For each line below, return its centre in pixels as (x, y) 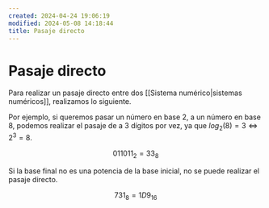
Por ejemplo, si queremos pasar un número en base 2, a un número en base (134, 117)
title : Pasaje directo (46, 31)
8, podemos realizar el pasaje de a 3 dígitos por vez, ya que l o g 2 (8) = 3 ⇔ (133, 127)
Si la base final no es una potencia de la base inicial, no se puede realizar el (134, 171)
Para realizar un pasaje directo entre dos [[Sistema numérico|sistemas (125, 93)
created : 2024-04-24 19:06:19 (59, 16)
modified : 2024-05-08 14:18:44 (61, 23)
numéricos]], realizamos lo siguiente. (70, 102)
